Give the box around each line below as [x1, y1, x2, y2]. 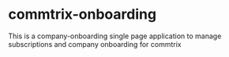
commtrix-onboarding [8, 5, 156, 23]
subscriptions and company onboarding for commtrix [8, 39, 182, 48]
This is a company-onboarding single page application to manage [8, 31, 222, 41]
